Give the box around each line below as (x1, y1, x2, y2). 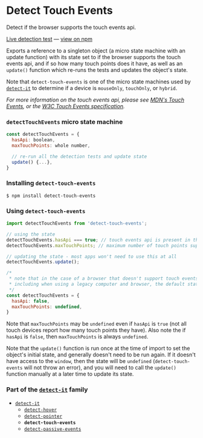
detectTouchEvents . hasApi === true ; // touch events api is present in (6, 237, 190, 243)
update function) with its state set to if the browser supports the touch (6, 53, 181, 60)
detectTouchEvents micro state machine (6, 117, 123, 126)
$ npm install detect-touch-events (6, 193, 96, 199)
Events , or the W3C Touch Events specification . (6, 102, 125, 109)
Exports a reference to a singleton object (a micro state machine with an (6, 47, 185, 54)
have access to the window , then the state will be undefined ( (6, 358, 155, 365)
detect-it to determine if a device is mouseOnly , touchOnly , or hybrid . (6, 84, 178, 91)
